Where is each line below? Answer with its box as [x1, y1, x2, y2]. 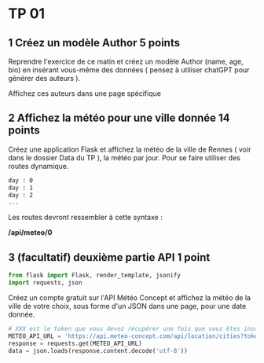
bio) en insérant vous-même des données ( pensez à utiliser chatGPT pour [8, 65, 250, 75]
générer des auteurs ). [8, 74, 81, 82]
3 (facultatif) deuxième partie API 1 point [8, 251, 211, 264]
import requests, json [8, 279, 82, 287]
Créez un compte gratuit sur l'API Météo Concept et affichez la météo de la [8, 292, 251, 302]
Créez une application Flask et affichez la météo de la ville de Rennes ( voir [8, 145, 251, 154]
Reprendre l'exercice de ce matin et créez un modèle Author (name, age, [8, 57, 244, 66]
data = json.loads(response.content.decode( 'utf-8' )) [8, 346, 189, 354]
